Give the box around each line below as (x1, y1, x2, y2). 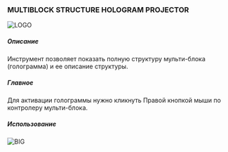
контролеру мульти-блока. (7, 103, 88, 112)
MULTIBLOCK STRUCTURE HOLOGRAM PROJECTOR (7, 5, 189, 15)
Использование (7, 120, 57, 128)
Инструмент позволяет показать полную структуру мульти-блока (7, 55, 206, 63)
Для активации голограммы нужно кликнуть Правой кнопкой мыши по (7, 96, 221, 105)
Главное (7, 78, 34, 87)
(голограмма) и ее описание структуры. (7, 62, 128, 71)
